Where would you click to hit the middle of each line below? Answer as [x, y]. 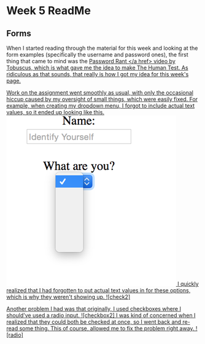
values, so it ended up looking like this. [55, 112]
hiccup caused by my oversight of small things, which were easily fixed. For [102, 99]
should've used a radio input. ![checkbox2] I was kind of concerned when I [101, 315]
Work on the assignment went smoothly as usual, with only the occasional [100, 92]
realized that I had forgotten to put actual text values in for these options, [99, 290]
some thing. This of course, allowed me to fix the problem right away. [107, 328]
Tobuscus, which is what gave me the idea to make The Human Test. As [97, 68]
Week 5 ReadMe [48, 11]
